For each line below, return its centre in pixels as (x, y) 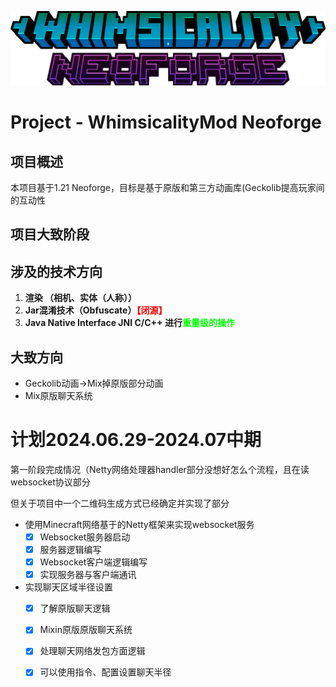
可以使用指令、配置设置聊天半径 (105, 672)
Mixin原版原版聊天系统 (86, 630)
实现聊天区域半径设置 (68, 587)
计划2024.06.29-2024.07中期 (136, 440)
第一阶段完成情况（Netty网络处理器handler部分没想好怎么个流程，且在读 (160, 469)
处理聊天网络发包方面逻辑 (92, 651)
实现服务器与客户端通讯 (88, 575)
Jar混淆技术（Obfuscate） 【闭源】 (96, 310)
